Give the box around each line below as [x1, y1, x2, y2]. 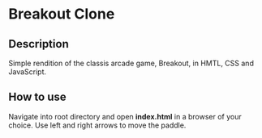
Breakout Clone [8, 5, 115, 23]
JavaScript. [8, 67, 47, 77]
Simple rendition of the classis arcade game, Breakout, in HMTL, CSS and [8, 58, 254, 68]
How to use [8, 90, 67, 104]
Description [8, 37, 69, 51]
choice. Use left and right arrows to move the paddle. [8, 120, 187, 130]
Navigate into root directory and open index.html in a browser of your [8, 111, 242, 121]
